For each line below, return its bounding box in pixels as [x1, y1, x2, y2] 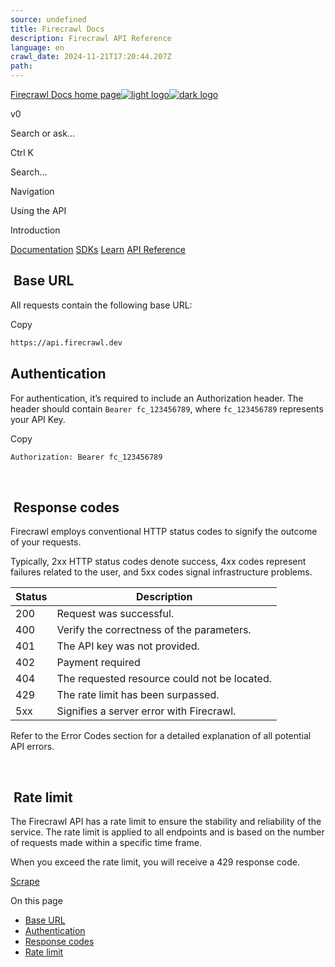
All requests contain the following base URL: [10, 299, 193, 311]
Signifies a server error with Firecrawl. [56, 704, 237, 718]
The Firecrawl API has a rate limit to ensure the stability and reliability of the [10, 816, 322, 827]
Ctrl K [10, 147, 35, 158]
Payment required [56, 656, 141, 670]
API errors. [10, 741, 55, 753]
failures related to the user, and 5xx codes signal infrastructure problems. [10, 566, 313, 578]
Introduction [10, 224, 61, 236]
